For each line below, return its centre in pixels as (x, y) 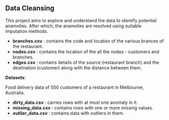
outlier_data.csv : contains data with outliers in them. (68, 113)
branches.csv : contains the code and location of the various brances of (88, 41)
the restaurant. (28, 46)
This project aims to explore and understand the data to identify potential (81, 20)
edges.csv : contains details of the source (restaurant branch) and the (86, 62)
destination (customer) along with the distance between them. (77, 68)
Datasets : (16, 77)
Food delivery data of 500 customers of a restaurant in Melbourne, (75, 87)
